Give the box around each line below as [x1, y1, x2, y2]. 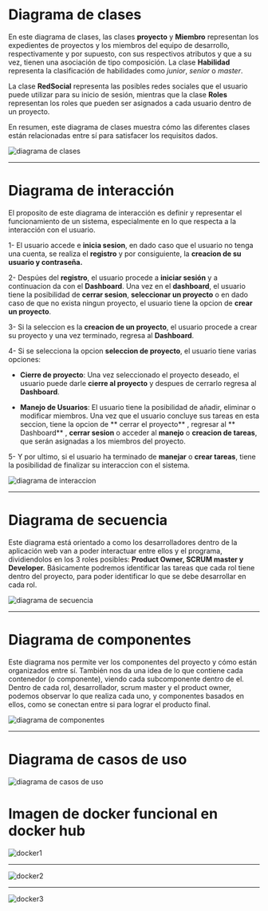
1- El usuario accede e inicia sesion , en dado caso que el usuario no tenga [8, 240, 254, 250]
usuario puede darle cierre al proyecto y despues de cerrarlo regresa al [19, 378, 257, 388]
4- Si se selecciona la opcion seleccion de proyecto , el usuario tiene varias [8, 345, 257, 356]
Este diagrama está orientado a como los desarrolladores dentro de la [8, 537, 238, 547]
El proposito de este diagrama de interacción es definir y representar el [8, 207, 242, 217]
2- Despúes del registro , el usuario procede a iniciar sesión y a [8, 273, 218, 282]
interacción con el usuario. [8, 225, 96, 235]
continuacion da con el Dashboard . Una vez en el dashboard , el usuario [8, 281, 246, 290]
